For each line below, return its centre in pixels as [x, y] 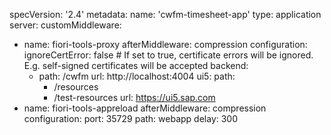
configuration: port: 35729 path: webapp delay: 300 [131, 118]
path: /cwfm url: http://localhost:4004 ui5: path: [137, 76]
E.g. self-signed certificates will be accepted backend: [136, 65]
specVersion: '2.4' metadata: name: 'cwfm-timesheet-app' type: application [165, 14]
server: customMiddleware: [65, 25]
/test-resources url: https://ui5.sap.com [134, 97]
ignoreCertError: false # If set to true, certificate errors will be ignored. [168, 55]
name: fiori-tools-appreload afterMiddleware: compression [145, 108]
